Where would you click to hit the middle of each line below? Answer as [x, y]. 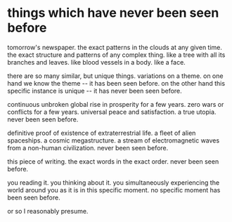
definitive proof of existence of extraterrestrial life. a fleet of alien [102, 133]
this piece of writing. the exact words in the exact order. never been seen [113, 161]
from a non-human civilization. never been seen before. [88, 148]
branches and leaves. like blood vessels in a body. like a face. [97, 62]
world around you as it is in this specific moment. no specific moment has [114, 190]
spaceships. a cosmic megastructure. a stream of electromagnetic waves [114, 140]
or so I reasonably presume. [48, 211]
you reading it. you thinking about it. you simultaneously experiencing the [114, 182]
